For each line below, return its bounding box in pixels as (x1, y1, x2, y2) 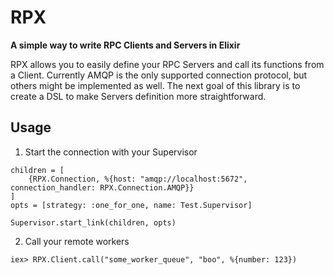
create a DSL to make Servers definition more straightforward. (10, 90, 267, 102)
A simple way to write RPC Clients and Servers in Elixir (10, 39, 241, 51)
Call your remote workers (24, 235, 130, 247)
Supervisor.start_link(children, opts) (10, 217, 177, 228)
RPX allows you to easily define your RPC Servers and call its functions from (10, 58, 325, 70)
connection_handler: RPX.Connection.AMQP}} (10, 182, 195, 193)
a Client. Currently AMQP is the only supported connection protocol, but (10, 69, 308, 81)
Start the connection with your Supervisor (24, 146, 198, 158)
